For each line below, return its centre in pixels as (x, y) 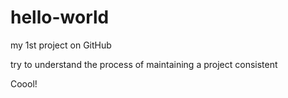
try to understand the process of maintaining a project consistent (144, 64)
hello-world (60, 17)
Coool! (24, 83)
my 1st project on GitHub (61, 45)
